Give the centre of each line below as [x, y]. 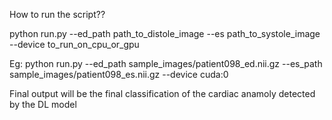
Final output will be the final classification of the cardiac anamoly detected [162, 93]
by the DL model [43, 104]
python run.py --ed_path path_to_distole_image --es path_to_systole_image [165, 33]
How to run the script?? [57, 14]
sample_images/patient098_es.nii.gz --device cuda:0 [119, 74]
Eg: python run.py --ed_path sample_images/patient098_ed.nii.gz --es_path [166, 63]
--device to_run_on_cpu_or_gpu [74, 44]
